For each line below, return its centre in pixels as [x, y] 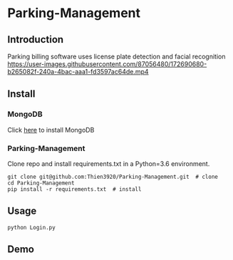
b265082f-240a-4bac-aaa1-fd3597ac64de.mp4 [78, 72]
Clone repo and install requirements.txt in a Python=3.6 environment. [109, 163]
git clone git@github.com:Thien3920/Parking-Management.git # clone [113, 177]
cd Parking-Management [41, 183]
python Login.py [31, 227]
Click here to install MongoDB [51, 130]
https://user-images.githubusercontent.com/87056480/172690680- [107, 64]
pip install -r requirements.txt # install [74, 189]
